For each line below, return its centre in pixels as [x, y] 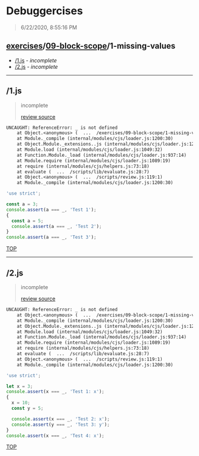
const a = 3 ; [22, 204]
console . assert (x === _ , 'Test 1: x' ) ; [55, 392]
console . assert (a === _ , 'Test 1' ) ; [51, 210]
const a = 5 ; [28, 221]
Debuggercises [44, 11]
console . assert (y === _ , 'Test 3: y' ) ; [61, 425]
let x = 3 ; [20, 386]
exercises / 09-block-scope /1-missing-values [91, 46]
